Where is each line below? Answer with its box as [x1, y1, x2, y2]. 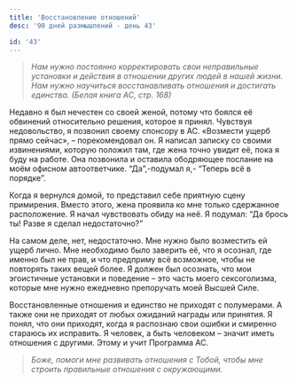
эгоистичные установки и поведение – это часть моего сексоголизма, [9, 273, 277, 284]
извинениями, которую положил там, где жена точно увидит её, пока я [9, 145, 280, 155]
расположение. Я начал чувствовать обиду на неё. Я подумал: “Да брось [9, 209, 289, 220]
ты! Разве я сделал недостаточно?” [9, 218, 144, 229]
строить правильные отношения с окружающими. [30, 364, 223, 375]
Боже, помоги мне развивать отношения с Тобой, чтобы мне [30, 355, 264, 365]
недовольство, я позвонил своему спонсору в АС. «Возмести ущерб [9, 126, 270, 137]
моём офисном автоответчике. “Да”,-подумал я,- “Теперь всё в [9, 163, 251, 174]
